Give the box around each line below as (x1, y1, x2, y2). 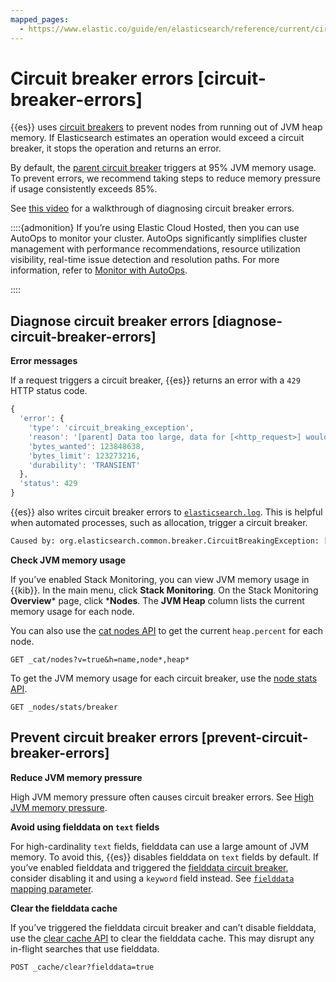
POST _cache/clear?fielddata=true (10, 962, 155, 972)
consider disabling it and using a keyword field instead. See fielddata (10, 872, 295, 884)
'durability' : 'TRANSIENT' (28, 460, 141, 470)
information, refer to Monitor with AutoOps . (10, 264, 188, 276)
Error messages (10, 355, 78, 367)
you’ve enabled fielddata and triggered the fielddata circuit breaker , (10, 861, 289, 873)
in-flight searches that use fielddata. (10, 942, 160, 955)
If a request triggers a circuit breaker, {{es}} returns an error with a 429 (10, 374, 301, 386)
